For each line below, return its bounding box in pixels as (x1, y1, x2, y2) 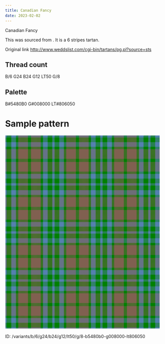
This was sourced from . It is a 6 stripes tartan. (5, 37, 100, 43)
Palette (5, 88, 27, 96)
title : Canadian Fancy (5, 8, 52, 13)
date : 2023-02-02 (5, 13, 41, 18)
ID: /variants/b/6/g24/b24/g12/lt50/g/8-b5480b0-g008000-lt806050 (5, 334, 146, 340)
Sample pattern (5, 118, 70, 129)
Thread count (5, 61, 48, 69)
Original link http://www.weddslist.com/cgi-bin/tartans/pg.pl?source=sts (5, 46, 152, 52)
